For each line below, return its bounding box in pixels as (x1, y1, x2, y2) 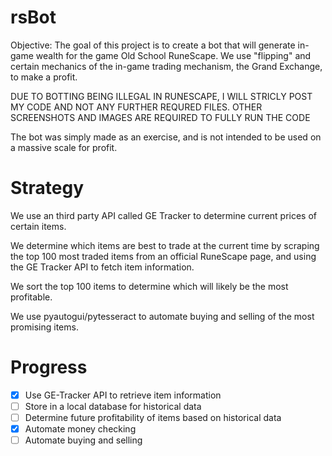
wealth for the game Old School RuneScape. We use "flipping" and (35, 49, 312, 61)
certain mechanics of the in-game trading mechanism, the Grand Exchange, (10, 60, 323, 72)
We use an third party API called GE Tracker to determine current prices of (10, 209, 318, 221)
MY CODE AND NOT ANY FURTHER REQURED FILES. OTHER (10, 101, 263, 113)
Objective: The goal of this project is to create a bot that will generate (10, 39, 296, 51)
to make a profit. (10, 71, 78, 83)
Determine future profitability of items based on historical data (24, 411, 282, 423)
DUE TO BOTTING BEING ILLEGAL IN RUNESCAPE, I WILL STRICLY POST (10, 90, 313, 102)
